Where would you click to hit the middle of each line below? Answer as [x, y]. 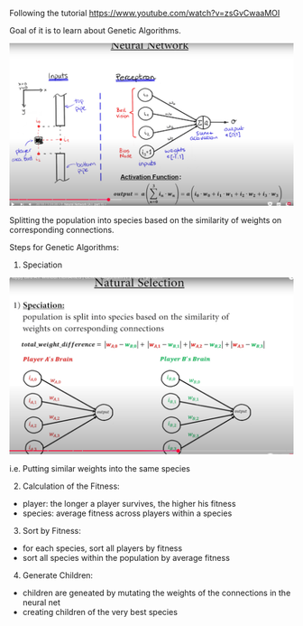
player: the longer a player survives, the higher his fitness [129, 503]
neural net [41, 602]
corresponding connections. [62, 229]
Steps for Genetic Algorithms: [64, 247]
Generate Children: [57, 575]
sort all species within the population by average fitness [126, 557]
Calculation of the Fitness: [71, 486]
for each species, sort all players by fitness [102, 548]
